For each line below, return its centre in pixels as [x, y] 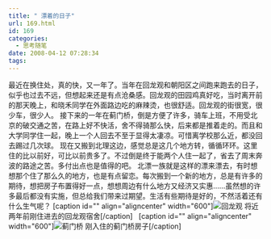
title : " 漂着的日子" [42, 16]
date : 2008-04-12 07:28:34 [54, 53]
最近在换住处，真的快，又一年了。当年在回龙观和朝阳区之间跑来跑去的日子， [135, 85]
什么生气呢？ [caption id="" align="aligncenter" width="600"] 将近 [134, 206]
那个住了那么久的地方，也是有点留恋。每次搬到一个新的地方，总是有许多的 [139, 175]
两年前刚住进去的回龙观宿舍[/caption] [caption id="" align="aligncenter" [130, 216]
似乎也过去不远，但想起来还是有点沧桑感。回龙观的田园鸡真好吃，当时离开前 [135, 94]
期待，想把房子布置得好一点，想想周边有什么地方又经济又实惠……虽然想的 [131, 186]
